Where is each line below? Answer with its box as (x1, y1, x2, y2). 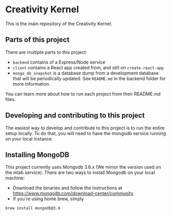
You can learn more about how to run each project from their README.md (5, 91, 161, 97)
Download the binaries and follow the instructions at (12, 185, 123, 191)
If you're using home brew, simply (12, 196, 84, 202)
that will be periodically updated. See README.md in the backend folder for (12, 75, 166, 82)
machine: (5, 175, 25, 181)
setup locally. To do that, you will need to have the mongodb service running (5, 130, 166, 136)
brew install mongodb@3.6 (5, 206, 60, 211)
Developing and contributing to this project (5, 111, 145, 120)
